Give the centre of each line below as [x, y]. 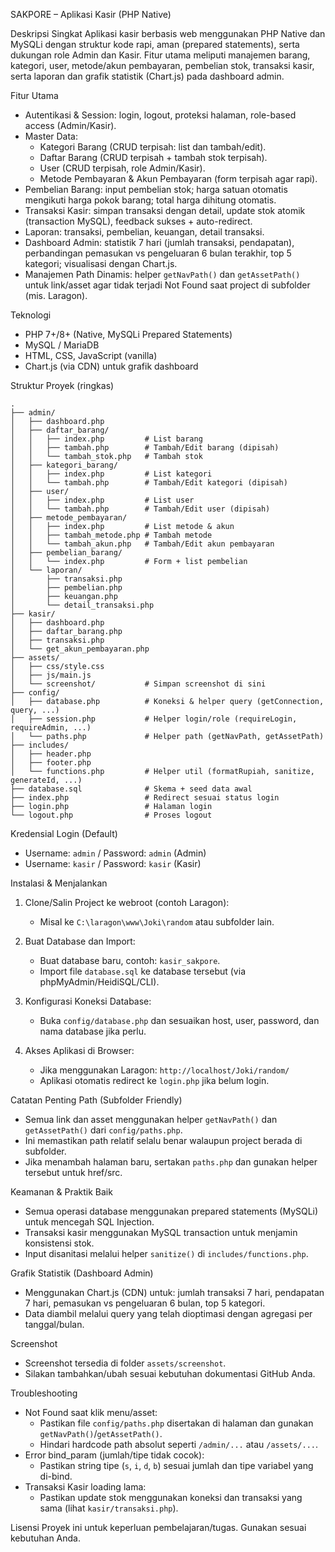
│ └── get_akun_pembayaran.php [80, 649]
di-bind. [56, 1476]
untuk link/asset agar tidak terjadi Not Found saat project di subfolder [167, 285]
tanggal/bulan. [54, 1324]
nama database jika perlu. [93, 1031]
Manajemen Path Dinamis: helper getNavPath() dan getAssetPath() [162, 274]
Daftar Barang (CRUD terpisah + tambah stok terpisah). [153, 157]
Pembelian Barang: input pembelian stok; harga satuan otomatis [156, 189]
